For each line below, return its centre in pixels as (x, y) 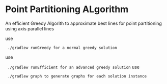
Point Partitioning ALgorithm (67, 9)
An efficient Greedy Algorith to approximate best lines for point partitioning (83, 23)
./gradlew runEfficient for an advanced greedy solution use (74, 67)
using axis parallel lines (30, 28)
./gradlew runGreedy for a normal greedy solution (62, 48)
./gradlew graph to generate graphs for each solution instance (77, 76)
